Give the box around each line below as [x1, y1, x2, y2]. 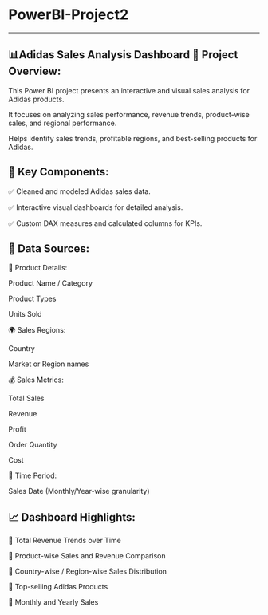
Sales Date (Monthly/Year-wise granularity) [8, 487, 150, 496]
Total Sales [8, 393, 45, 404]
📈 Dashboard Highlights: [8, 511, 136, 524]
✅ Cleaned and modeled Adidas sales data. [8, 186, 152, 196]
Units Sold [8, 309, 42, 319]
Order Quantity [8, 440, 57, 450]
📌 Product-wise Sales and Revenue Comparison [8, 551, 166, 561]
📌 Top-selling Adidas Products [8, 582, 108, 592]
